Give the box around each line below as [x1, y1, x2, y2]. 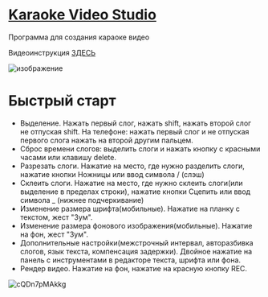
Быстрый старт [8, 92, 116, 110]
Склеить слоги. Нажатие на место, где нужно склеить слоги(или [19, 178, 243, 188]
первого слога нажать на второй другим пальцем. [19, 135, 194, 145]
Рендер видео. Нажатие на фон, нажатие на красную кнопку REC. [19, 263, 247, 273]
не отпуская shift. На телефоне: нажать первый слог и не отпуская [19, 126, 250, 136]
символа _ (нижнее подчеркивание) [19, 195, 144, 204]
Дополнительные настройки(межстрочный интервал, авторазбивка [19, 237, 254, 247]
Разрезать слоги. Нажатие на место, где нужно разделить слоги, [19, 161, 245, 171]
